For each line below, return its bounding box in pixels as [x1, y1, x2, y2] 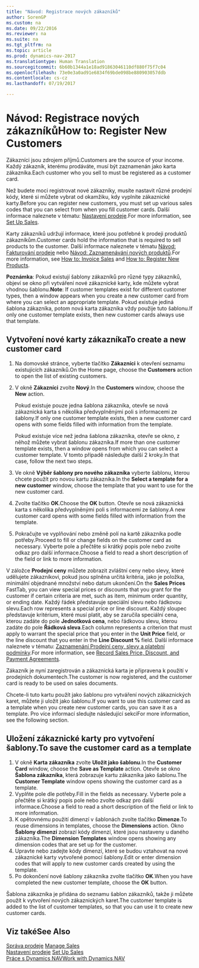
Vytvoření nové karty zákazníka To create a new [6, 334, 186, 345]
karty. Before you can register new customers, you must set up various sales [6, 199, 192, 206]
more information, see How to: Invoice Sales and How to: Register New [6, 255, 179, 262]
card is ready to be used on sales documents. [6, 679, 118, 687]
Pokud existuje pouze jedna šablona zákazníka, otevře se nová [14, 402, 169, 409]
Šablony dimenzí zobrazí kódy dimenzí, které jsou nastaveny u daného [14, 828, 189, 835]
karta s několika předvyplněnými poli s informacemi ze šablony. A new [14, 506, 186, 513]
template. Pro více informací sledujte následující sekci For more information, [6, 710, 191, 717]
